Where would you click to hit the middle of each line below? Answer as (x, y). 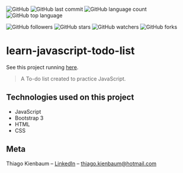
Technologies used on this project (70, 97)
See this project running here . (42, 67)
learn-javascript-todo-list (70, 51)
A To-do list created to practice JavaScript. (73, 79)
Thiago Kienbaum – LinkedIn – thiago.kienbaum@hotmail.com (81, 164)
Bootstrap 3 (29, 118)
